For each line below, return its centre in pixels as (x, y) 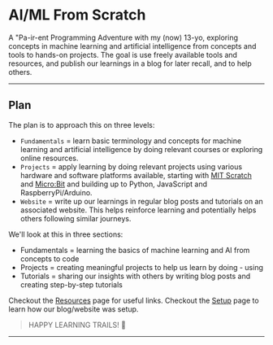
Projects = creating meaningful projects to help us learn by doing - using (142, 267)
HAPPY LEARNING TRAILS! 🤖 (77, 325)
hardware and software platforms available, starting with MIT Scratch (136, 175)
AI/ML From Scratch (77, 15)
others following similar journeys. (76, 218)
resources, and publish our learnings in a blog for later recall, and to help (130, 63)
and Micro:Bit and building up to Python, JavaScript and (114, 184)
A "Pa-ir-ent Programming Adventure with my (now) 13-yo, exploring (123, 37)
